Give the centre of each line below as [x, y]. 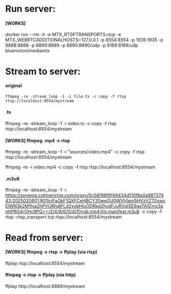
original [13, 86]
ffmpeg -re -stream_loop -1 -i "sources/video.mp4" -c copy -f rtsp [75, 152]
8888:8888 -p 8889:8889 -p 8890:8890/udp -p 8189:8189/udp [72, 45]
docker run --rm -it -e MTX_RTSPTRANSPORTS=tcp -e [63, 35]
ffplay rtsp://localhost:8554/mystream [45, 263]
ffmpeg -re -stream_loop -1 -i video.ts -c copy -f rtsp [61, 123]
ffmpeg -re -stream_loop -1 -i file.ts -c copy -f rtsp [66, 96]
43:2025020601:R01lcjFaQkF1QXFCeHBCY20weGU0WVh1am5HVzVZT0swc [85, 201]
